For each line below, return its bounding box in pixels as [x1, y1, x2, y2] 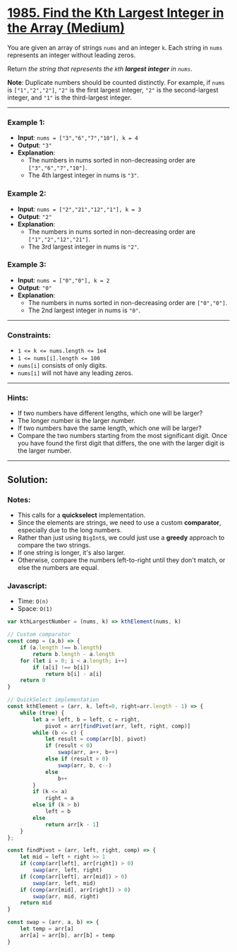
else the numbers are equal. [17, 564, 99, 572]
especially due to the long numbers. [17, 526, 122, 535]
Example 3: [7, 260, 47, 270]
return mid [20, 899, 52, 907]
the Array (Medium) [7, 20, 125, 36]
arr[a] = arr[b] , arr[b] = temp [20, 932, 115, 939]
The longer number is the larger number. [17, 417, 135, 425]
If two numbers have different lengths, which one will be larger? [17, 409, 203, 417]
